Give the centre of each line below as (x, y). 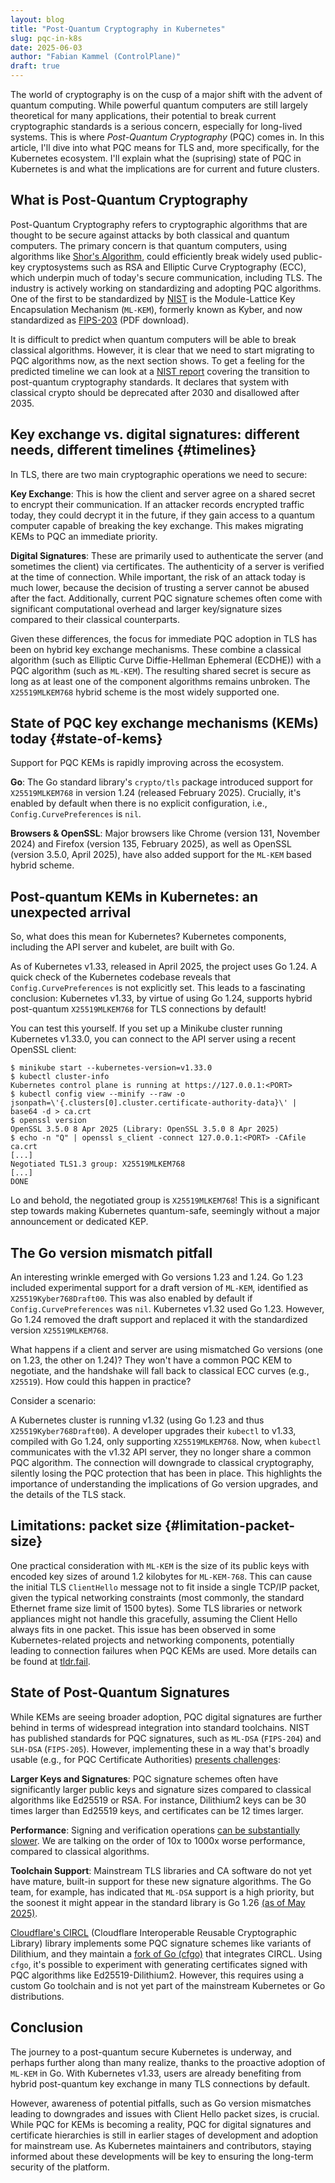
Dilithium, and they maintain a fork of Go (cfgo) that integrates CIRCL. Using (166, 1953)
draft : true (35, 66)
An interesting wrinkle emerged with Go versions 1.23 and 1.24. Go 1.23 (157, 1277)
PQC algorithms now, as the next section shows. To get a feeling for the (157, 360)
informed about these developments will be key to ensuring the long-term (162, 2156)
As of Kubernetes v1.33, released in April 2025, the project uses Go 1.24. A (164, 967)
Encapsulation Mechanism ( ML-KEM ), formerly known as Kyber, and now (156, 309)
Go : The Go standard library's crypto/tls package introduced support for (161, 782)
